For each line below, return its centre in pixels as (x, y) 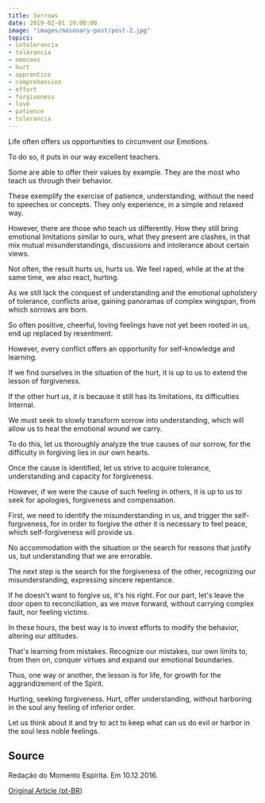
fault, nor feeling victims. (49, 612)
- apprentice (30, 75)
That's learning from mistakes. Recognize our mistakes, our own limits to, (128, 651)
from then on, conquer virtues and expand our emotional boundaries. (121, 659)
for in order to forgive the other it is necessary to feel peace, (149, 524)
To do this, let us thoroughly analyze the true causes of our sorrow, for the (130, 444)
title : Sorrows (33, 15)
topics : (21, 38)
